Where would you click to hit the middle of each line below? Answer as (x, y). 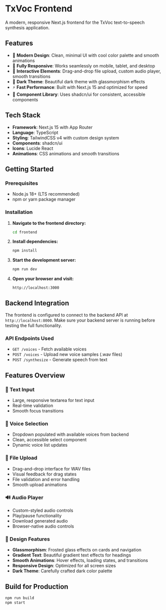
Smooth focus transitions (38, 410)
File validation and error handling (46, 479)
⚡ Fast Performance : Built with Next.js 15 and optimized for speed (80, 87)
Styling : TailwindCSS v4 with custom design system (66, 137)
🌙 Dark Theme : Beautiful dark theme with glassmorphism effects (79, 81)
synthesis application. (28, 27)
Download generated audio (40, 521)
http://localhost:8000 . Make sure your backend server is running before (80, 320)
